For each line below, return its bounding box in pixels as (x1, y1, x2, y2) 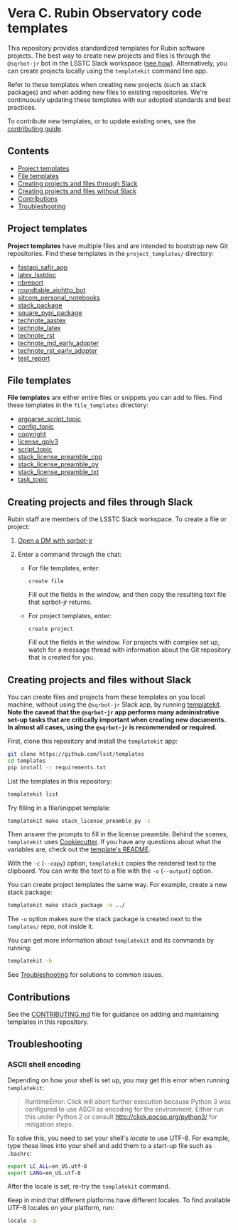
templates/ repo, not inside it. (7, 922, 94, 931)
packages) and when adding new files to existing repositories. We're (7, 88, 208, 96)
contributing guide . (7, 124, 63, 133)
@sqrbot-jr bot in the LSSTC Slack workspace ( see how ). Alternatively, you (7, 58, 227, 67)
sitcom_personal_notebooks (17, 293, 101, 302)
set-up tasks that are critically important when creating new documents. (7, 715, 227, 724)
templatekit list (7, 790, 59, 798)
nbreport (17, 278, 44, 287)
